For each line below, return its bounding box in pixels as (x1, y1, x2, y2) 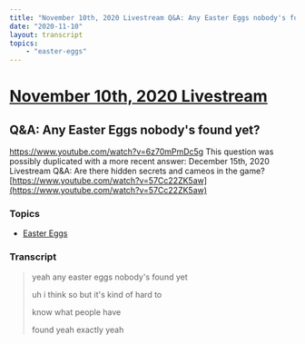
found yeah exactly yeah (31, 324, 124, 335)
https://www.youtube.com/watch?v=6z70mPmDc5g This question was (9, 146, 274, 157)
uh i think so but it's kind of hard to (31, 289, 162, 300)
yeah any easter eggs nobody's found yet (31, 271, 188, 282)
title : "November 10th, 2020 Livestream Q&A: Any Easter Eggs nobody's (9, 13, 286, 23)
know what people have (31, 306, 122, 318)
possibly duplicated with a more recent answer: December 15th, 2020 (9, 156, 271, 167)
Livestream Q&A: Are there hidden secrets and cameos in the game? (9, 165, 265, 177)
